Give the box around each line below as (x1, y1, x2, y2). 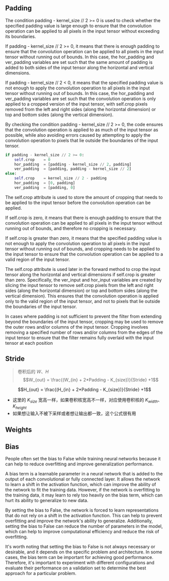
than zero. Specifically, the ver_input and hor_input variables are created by (5, 276, 162, 283)
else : (5, 171, 17, 176)
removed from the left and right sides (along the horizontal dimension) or (5, 106, 156, 112)
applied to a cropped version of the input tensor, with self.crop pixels (5, 101, 148, 107)
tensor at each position (5, 340, 53, 346)
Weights (5, 425, 32, 434)
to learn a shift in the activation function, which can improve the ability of (5, 481, 156, 488)
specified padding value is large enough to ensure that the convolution (5, 23, 152, 29)
